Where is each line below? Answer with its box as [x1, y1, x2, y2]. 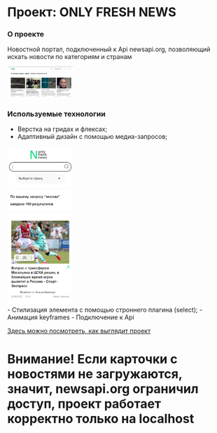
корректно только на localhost [7, 411, 195, 427]
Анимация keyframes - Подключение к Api [7, 313, 134, 321]
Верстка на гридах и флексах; [17, 124, 108, 133]
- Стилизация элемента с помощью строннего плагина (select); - [7, 305, 203, 314]
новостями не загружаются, [7, 366, 183, 382]
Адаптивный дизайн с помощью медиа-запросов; [17, 132, 168, 140]
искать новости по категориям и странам [7, 53, 132, 61]
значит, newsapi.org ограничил [7, 381, 199, 397]
